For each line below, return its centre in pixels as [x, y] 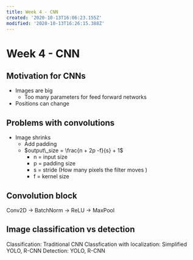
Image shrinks [33, 137]
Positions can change [42, 104]
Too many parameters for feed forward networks [86, 97]
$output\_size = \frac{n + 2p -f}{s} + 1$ [74, 151]
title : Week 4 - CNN [33, 12]
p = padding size [54, 164]
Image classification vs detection [71, 229]
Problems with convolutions [61, 123]
